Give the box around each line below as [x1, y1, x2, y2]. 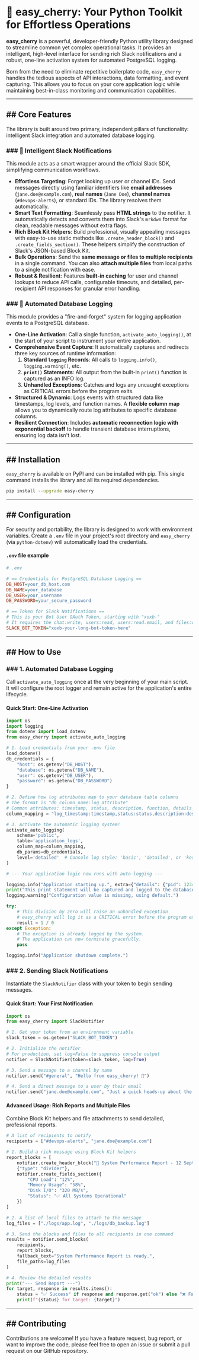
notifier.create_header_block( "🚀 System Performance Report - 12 [17, 1160, 182, 1166]
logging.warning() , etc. [23, 362, 81, 370]
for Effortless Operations [6, 18, 131, 31]
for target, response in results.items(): [6, 1286, 113, 1292]
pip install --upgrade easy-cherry [6, 488, 94, 494]
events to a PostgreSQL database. [6, 320, 89, 327]
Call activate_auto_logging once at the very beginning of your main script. [6, 679, 188, 686]
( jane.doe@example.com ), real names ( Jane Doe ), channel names [14, 190, 171, 198]
